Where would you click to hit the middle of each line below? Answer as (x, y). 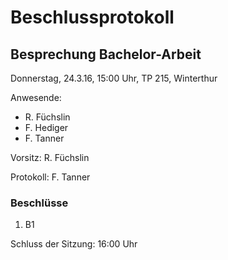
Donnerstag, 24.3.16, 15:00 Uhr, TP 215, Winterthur (114, 78)
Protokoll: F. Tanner (50, 177)
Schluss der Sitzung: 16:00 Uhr (74, 244)
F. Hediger (46, 127)
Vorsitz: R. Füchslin (50, 157)
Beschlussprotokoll (92, 17)
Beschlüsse (39, 203)
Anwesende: (36, 97)
